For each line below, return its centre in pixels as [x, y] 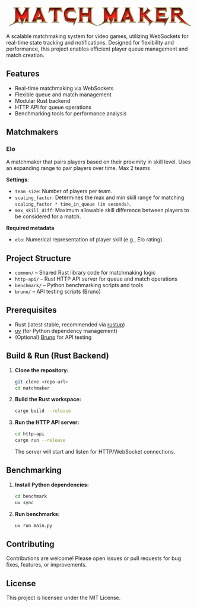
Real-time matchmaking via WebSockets [64, 88]
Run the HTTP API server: [47, 422]
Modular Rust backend [42, 100]
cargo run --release [40, 441]
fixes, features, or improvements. [47, 565]
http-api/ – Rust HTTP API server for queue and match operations [96, 279]
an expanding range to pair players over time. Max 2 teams [78, 168]
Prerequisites [31, 310]
